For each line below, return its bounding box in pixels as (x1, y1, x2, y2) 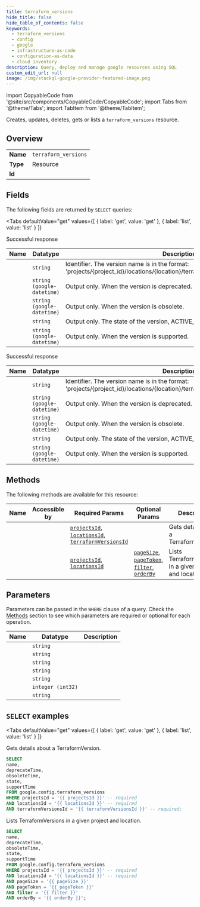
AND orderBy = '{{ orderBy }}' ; (6, 895, 86, 901)
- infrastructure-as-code (11, 48, 76, 54)
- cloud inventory (11, 59, 58, 65)
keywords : (6, 25, 31, 32)
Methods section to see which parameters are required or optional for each (6, 612, 190, 619)
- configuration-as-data (11, 53, 73, 59)
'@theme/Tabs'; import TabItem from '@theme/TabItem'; (6, 105, 145, 112)
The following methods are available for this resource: (6, 491, 139, 498)
